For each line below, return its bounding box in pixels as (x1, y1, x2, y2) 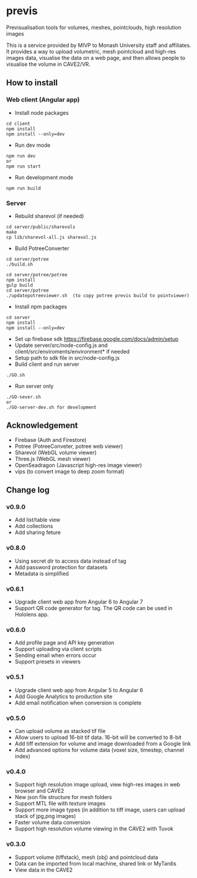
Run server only (14, 382, 54, 390)
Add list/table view (14, 516, 61, 523)
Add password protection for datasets (14, 563, 108, 571)
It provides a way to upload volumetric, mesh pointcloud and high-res (6, 48, 176, 55)
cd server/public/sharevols (6, 224, 76, 230)
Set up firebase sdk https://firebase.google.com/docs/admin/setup (14, 335, 179, 342)
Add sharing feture (14, 529, 61, 536)
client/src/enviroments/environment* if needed (14, 348, 130, 355)
